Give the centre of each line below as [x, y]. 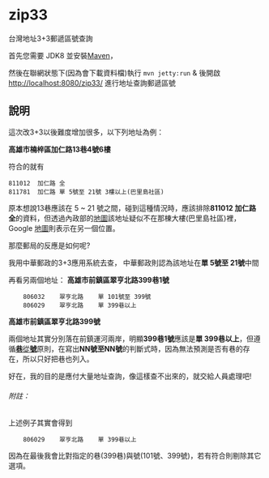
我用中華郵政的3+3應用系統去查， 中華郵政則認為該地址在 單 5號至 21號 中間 [134, 262]
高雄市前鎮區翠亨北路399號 [55, 321]
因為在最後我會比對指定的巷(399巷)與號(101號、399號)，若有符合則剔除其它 [135, 455]
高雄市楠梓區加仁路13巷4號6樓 [60, 149]
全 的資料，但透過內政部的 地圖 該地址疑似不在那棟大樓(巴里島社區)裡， [125, 218]
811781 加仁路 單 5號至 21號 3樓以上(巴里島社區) [86, 192]
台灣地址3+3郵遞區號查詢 [51, 38]
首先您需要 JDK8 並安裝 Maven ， [63, 55]
